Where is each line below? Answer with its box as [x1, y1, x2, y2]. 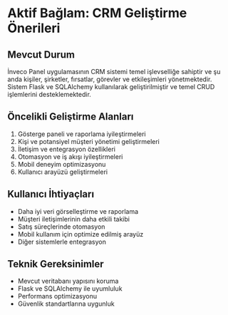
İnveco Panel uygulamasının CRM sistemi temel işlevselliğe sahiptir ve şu [7, 68, 221, 76]
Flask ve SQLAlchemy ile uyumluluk [17, 284, 123, 293]
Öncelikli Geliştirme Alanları [7, 110, 134, 123]
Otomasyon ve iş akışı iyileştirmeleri [17, 152, 123, 161]
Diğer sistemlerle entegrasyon [17, 237, 107, 246]
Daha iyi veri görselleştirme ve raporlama [17, 207, 139, 215]
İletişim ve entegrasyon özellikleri [17, 145, 116, 153]
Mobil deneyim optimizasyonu [17, 160, 106, 168]
